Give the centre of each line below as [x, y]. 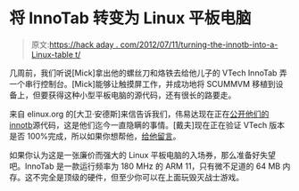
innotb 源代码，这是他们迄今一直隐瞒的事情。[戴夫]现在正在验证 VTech [138, 124]
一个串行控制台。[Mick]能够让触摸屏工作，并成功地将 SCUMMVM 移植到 [143, 84]
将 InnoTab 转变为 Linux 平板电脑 [130, 18]
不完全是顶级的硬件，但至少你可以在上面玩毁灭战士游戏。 [138, 177]
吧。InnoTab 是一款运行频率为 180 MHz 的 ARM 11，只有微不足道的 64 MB [145, 166]
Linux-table [52, 54]
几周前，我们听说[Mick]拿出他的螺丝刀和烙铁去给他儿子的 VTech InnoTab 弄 [148, 73]
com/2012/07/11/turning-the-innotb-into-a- [199, 44]
